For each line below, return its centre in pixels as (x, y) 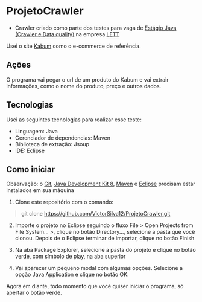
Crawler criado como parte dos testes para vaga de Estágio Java (96, 28)
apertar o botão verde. (34, 293)
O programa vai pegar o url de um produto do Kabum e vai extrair (87, 79)
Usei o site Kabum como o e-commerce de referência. (74, 46)
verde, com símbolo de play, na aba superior (70, 256)
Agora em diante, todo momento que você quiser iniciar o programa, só (95, 286)
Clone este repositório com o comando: (64, 202)
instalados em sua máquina (40, 190)
